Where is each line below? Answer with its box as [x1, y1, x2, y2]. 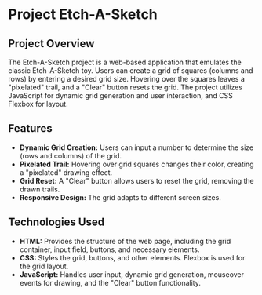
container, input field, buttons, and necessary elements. [19, 245, 200, 254]
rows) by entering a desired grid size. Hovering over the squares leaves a [8, 75, 246, 83]
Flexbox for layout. [8, 100, 68, 108]
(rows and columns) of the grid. [19, 151, 122, 160]
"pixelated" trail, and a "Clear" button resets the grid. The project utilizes [8, 82, 243, 92]
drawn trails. [19, 184, 60, 194]
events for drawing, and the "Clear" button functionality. [19, 278, 202, 287]
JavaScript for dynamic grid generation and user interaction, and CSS [8, 91, 234, 100]
